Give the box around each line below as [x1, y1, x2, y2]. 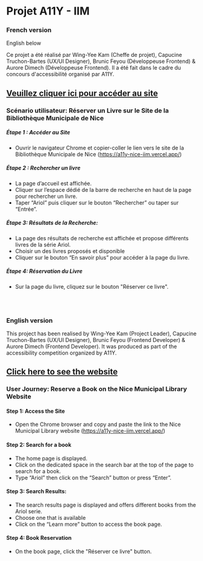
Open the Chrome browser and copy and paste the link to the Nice [15, 421, 181, 428]
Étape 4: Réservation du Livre [6, 267, 83, 275]
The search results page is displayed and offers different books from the [15, 501, 196, 508]
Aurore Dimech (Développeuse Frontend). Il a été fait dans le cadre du [6, 64, 181, 71]
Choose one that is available [15, 514, 86, 521]
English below [6, 39, 41, 47]
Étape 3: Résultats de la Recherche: [6, 219, 98, 226]
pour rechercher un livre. [15, 192, 78, 200]
